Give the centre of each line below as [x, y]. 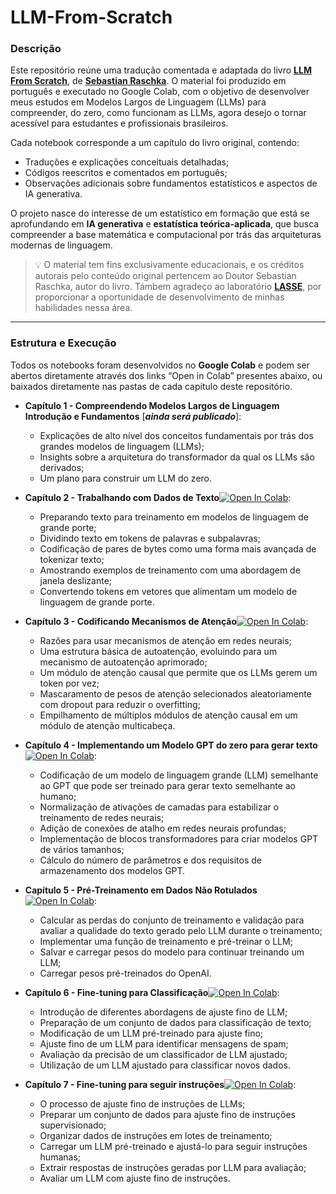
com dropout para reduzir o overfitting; [120, 704]
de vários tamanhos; [82, 849]
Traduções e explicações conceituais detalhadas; [127, 162]
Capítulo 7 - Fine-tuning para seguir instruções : [160, 1084]
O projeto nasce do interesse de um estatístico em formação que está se [160, 213]
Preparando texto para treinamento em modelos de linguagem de [174, 517]
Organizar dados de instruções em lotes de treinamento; [156, 1135]
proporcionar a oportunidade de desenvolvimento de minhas [159, 297]
